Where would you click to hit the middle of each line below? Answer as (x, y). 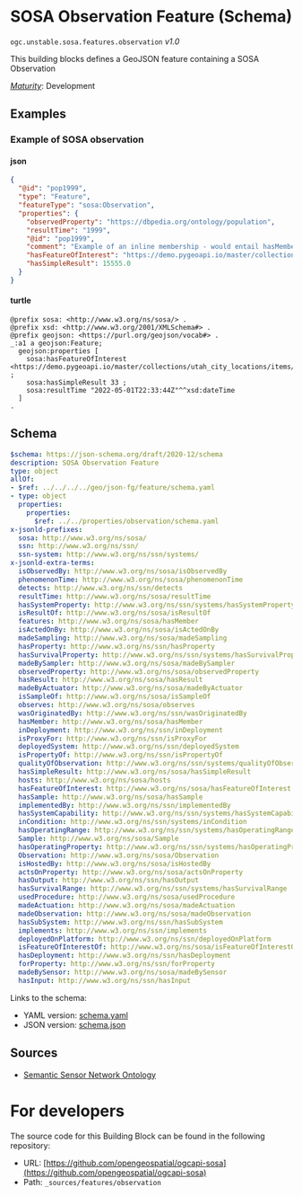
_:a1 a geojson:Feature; (56, 343)
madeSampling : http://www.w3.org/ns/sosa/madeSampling (123, 638)
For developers (67, 1111)
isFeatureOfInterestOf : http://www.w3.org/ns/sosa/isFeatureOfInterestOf (159, 947)
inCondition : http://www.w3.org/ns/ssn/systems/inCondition (133, 822)
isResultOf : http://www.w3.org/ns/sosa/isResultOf (115, 613)
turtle (21, 301)
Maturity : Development (53, 85)
